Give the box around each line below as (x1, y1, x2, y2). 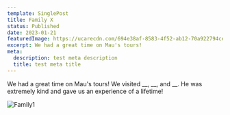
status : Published (7, 23, 60, 29)
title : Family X (7, 16, 53, 23)
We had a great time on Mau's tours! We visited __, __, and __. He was (7, 79, 203, 88)
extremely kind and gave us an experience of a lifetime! (7, 87, 164, 95)
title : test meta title (13, 61, 81, 68)
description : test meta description (13, 55, 118, 62)
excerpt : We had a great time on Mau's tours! (7, 42, 142, 49)
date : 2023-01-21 (7, 29, 57, 36)
